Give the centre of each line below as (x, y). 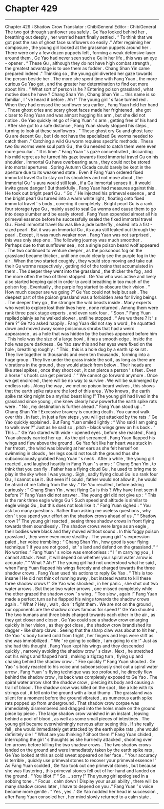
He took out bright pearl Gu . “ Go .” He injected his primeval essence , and (80, 193)
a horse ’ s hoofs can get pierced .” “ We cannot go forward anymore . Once (81, 375)
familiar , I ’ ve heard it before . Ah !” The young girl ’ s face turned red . (77, 99)
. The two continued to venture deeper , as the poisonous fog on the (74, 250)
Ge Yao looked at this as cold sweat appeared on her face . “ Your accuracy (81, 755)
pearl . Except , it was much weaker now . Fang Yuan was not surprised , (78, 235)
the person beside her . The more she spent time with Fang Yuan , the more (81, 78)
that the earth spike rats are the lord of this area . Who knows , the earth (78, 391)
